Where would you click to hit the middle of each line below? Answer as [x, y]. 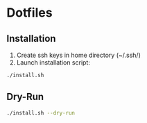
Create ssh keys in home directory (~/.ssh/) [79, 55]
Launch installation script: [53, 63]
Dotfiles [29, 13]
